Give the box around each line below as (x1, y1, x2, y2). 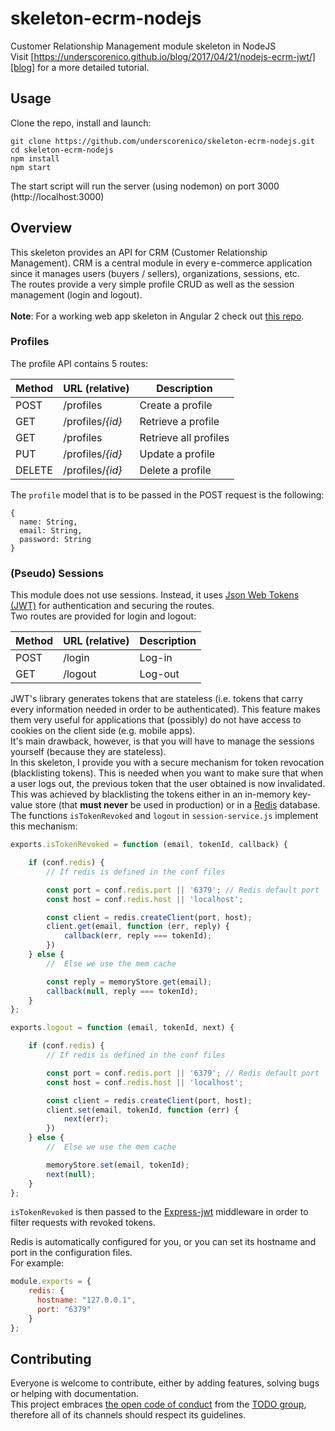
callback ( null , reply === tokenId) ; (46, 986, 199, 996)
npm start (10, 162, 52, 172)
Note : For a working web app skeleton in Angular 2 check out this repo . (10, 310, 305, 322)
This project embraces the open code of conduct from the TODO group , (10, 1398, 307, 1411)
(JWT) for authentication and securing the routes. (10, 600, 215, 612)
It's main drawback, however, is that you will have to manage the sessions (10, 735, 315, 747)
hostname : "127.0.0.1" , (36, 1295, 137, 1306)
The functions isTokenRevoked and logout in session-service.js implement (10, 810, 319, 822)
